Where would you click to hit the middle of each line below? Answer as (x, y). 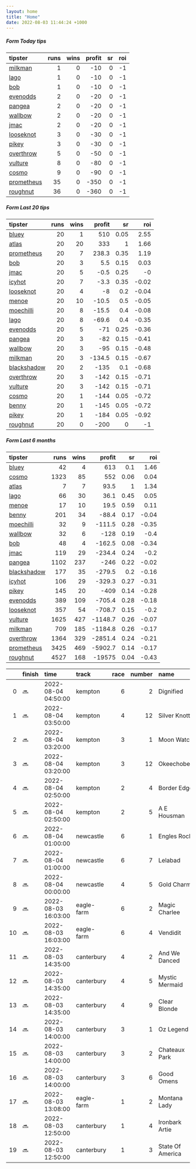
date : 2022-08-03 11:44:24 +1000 (47, 22)
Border (168, 788)
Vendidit (170, 933)
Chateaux (171, 1050)
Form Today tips (26, 41)
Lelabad (169, 861)
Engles (168, 836)
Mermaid (171, 985)
